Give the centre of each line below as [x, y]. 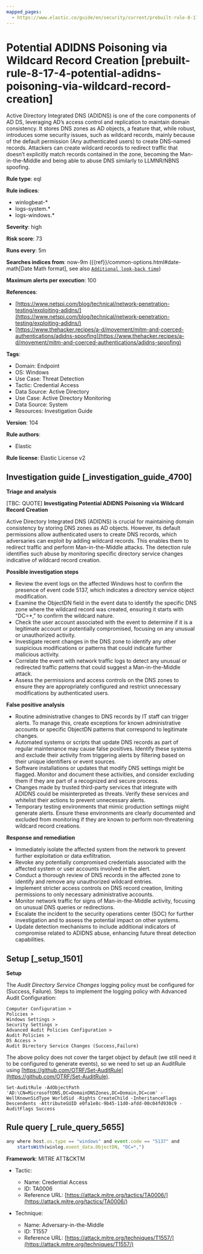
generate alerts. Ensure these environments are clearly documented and [105, 813]
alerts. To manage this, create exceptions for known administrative [98, 723]
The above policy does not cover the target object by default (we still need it [101, 1057]
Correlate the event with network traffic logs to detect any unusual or [101, 661]
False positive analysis [35, 705]
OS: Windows [32, 373]
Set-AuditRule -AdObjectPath [43, 1088]
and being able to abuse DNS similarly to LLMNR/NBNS [111, 161]
